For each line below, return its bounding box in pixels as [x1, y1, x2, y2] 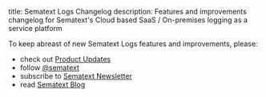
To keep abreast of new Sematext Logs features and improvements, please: [8, 39, 258, 48]
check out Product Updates [19, 55, 111, 64]
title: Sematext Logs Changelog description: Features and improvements [8, 7, 247, 16]
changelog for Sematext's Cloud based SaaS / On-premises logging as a [8, 15, 248, 25]
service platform [8, 24, 62, 33]
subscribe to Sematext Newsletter [19, 72, 132, 80]
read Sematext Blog [19, 80, 86, 89]
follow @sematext [19, 63, 80, 72]
